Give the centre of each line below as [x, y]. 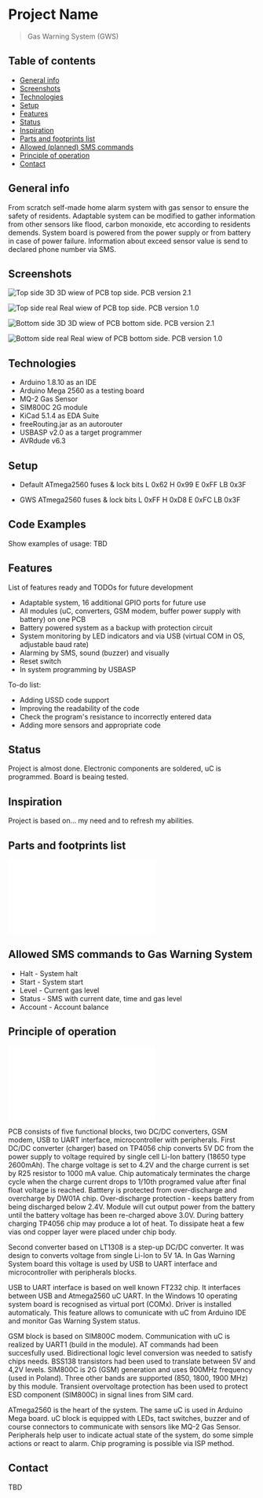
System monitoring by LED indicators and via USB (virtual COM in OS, [132, 636]
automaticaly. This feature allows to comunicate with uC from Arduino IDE [127, 1312]
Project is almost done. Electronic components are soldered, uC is [115, 768]
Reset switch [40, 661]
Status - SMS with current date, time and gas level [100, 998]
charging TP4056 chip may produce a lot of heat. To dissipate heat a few [126, 1223]
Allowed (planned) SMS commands [77, 146]
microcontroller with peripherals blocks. [73, 1272]
